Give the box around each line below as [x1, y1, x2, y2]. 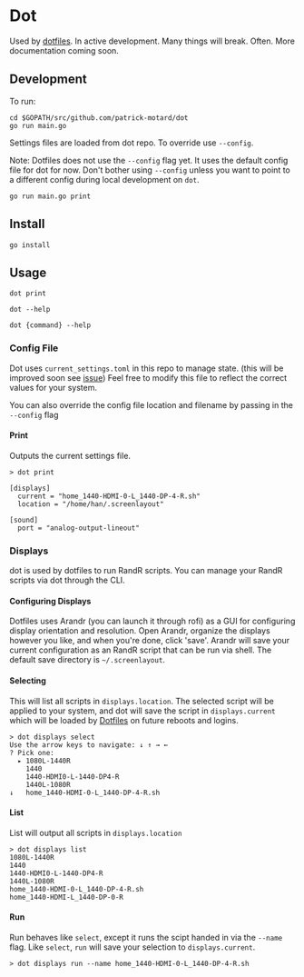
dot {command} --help [9, 321, 92, 330]
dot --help [9, 305, 51, 314]
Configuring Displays [9, 595, 92, 606]
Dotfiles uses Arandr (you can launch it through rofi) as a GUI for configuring [9, 615, 296, 627]
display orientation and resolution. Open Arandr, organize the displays [9, 625, 270, 636]
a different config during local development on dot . [9, 174, 200, 184]
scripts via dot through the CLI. [9, 574, 125, 586]
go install [9, 240, 51, 250]
